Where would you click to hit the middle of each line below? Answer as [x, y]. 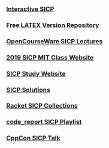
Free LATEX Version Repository [53, 25]
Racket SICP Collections [42, 106]
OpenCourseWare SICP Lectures [54, 41]
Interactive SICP [30, 9]
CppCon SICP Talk [33, 138]
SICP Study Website [36, 73]
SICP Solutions [28, 90]
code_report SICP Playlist [44, 122]
